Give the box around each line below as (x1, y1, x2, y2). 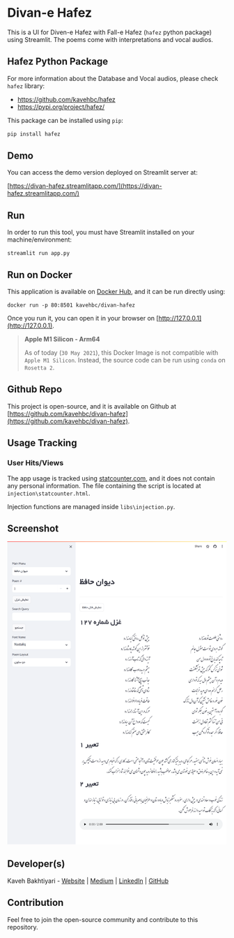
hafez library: (7, 82, 45, 90)
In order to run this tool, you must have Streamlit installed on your (7, 228, 195, 237)
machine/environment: (7, 235, 72, 244)
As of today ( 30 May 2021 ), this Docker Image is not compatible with (24, 349, 219, 357)
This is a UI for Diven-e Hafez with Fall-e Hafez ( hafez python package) (7, 28, 212, 36)
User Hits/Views (7, 458, 64, 468)
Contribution (7, 897, 64, 909)
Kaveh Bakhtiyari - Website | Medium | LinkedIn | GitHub (7, 877, 169, 885)
